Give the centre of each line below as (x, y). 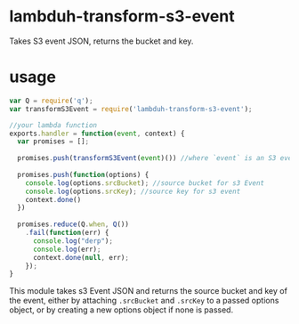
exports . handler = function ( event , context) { (97, 134)
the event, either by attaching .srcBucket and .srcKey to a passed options (144, 301)
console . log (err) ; (67, 249)
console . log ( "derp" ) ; (73, 241)
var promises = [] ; (53, 142)
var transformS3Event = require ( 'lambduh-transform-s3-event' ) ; (131, 109)
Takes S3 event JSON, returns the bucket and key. (101, 41)
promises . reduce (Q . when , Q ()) (73, 224)
